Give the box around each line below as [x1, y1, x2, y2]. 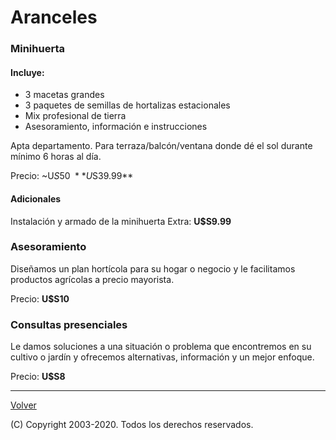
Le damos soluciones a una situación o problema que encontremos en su [10, 341, 312, 353]
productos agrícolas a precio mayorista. [10, 273, 175, 285]
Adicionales [10, 192, 62, 205]
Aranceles [10, 6, 98, 29]
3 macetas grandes [24, 89, 105, 101]
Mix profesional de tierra [24, 110, 127, 122]
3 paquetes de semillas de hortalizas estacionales [24, 99, 231, 111]
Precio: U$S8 [10, 371, 66, 383]
